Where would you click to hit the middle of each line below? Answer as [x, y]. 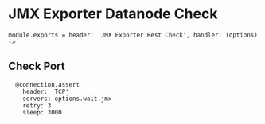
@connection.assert [48, 84]
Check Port [37, 66]
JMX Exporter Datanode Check [113, 14]
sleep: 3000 [42, 112]
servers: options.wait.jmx [67, 99]
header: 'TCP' [46, 91]
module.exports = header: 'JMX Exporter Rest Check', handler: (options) [133, 35]
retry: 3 [37, 105]
